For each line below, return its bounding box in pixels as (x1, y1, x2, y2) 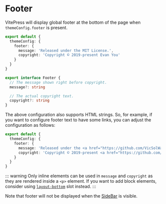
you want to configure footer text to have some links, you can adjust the (5, 117, 152, 123)
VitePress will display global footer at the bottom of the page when (5, 19, 141, 25)
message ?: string (9, 85, 45, 90)
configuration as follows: (5, 122, 55, 128)
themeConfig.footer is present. (5, 24, 68, 30)
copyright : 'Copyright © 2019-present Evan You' (18, 52, 121, 57)
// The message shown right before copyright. (9, 80, 107, 85)
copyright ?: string (9, 98, 50, 103)
